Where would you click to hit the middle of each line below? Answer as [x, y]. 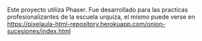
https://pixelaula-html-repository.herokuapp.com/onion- [86, 24]
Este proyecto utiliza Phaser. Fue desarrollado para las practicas [98, 10]
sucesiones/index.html [39, 31]
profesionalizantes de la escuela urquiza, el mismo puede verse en [101, 17]
